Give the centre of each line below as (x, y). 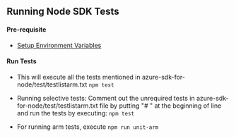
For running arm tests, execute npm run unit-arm (88, 127)
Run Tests (22, 61)
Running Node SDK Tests (63, 12)
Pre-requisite (26, 29)
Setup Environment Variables (59, 45)
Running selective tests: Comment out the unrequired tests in (106, 98)
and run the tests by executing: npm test (76, 113)
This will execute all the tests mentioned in (78, 77)
